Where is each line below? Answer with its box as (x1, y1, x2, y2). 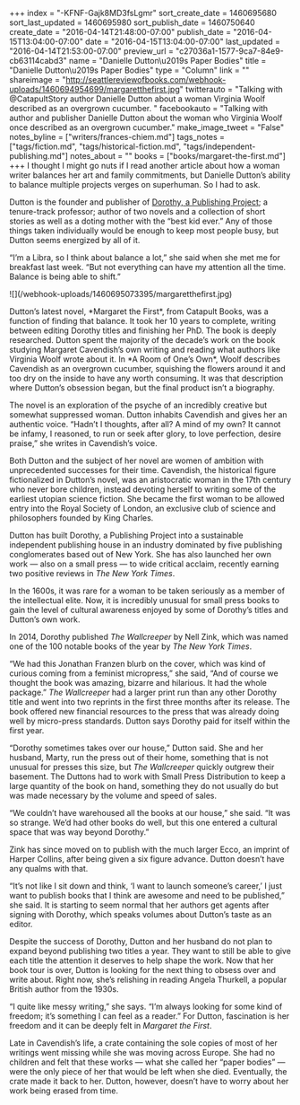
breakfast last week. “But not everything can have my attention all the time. (9, 262, 287, 272)
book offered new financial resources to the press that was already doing (9, 706, 279, 716)
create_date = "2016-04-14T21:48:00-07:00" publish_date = (9, 27, 231, 37)
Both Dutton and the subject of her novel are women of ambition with (9, 455, 264, 466)
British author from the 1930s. (9, 984, 119, 995)
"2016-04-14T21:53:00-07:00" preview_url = (9, 46, 175, 57)
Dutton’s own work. (9, 614, 81, 625)
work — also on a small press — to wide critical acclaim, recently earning (9, 558, 279, 569)
